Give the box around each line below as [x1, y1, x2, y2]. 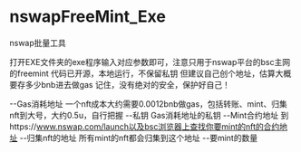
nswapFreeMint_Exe [9, 6, 166, 27]
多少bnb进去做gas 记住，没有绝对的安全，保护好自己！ [24, 79, 231, 90]
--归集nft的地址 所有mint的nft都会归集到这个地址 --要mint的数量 [19, 132, 258, 143]
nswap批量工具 [9, 37, 66, 48]
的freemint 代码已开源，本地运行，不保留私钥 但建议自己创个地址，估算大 [9, 68, 284, 79]
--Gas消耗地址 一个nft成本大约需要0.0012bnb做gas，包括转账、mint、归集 [9, 98, 287, 109]
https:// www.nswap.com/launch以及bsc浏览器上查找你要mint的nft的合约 [9, 120, 280, 132]
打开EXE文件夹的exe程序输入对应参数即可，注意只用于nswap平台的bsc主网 [9, 56, 291, 67]
